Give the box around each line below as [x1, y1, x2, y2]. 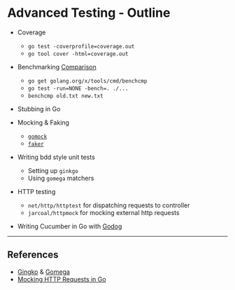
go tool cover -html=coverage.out [27, 50, 129, 57]
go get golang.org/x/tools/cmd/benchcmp [27, 77, 148, 85]
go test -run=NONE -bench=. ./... [27, 85, 129, 92]
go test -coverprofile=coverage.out [27, 43, 135, 50]
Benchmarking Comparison [17, 62, 97, 71]
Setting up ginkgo [27, 166, 78, 174]
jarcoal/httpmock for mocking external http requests [27, 208, 180, 216]
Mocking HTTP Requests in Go [17, 275, 106, 283]
